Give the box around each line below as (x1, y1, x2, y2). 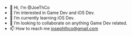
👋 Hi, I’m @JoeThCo (9, 5, 50, 10)
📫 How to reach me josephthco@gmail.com (9, 26, 99, 31)
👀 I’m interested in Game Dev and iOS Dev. (9, 10, 95, 16)
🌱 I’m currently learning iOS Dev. (9, 15, 75, 20)
